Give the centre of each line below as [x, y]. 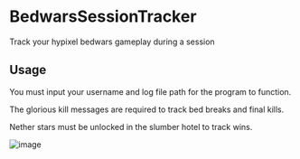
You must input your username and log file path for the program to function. [150, 91]
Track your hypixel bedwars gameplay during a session [112, 42]
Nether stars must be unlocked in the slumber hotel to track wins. [131, 126]
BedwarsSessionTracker [103, 17]
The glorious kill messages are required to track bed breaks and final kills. [147, 109]
